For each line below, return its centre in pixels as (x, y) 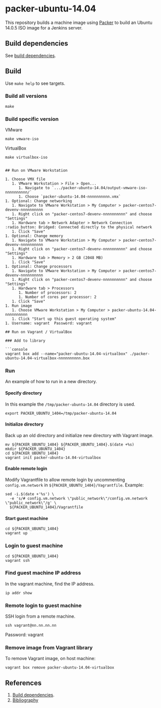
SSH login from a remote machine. (40, 616)
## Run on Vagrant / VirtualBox (39, 332)
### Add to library (25, 341)
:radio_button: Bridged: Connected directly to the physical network (79, 228)
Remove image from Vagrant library (49, 648)
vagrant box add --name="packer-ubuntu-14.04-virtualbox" (66, 354)
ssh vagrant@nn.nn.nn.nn (31, 626)
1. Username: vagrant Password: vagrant (49, 323)
